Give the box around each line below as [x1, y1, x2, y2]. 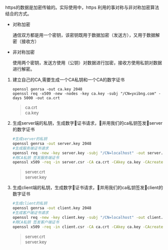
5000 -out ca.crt [24, 96, 60, 101]
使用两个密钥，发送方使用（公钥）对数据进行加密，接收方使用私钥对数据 [12, 60, 162, 65]
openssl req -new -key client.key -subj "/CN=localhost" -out [12, 215, 145, 220]
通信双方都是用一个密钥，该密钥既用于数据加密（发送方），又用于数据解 [12, 32, 160, 38]
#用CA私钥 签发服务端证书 [12, 155, 59, 160]
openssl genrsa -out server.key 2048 [12, 141, 92, 146]
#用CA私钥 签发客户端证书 [12, 219, 59, 225]
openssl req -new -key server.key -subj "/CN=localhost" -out [12, 150, 145, 155]
